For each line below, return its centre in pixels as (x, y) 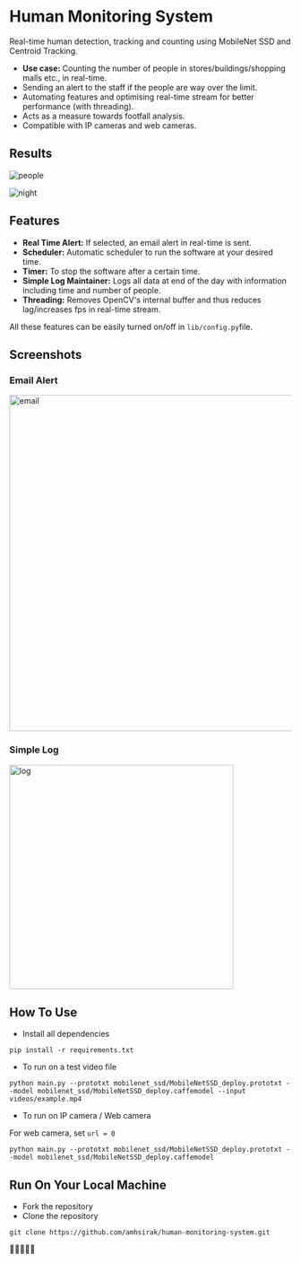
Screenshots (46, 355)
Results (31, 154)
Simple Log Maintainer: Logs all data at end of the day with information (154, 281)
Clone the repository (60, 1216)
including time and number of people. (91, 290)
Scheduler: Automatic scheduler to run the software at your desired (147, 252)
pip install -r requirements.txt (72, 1050)
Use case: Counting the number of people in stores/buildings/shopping (154, 68)
